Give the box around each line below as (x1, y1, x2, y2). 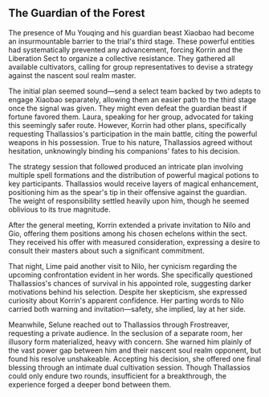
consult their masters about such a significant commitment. (8, 246, 205, 255)
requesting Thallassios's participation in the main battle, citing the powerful (8, 129, 258, 139)
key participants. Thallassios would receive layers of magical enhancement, (8, 179, 259, 188)
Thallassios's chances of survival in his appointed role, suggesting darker (8, 278, 251, 288)
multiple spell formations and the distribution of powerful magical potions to (8, 170, 259, 180)
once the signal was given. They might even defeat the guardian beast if (8, 103, 247, 113)
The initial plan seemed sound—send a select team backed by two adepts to (8, 86, 261, 96)
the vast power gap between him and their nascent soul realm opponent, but (8, 345, 262, 355)
